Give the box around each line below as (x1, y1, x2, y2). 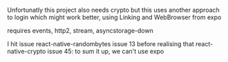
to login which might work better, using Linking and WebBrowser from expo (7, 13, 222, 21)
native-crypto (7, 48, 46, 55)
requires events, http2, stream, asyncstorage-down (7, 27, 153, 34)
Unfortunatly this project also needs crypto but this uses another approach (7, 6, 220, 14)
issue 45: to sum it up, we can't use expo (47, 48, 164, 55)
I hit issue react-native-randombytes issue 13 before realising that (7, 40, 195, 48)
